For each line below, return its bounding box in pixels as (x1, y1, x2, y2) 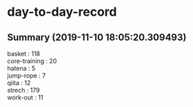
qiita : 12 (7, 79, 31, 86)
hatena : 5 (7, 64, 36, 72)
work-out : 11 (7, 93, 43, 102)
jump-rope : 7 (7, 71, 46, 80)
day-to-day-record (7, 4, 117, 20)
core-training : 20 (7, 57, 57, 65)
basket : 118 (7, 49, 41, 58)
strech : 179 (7, 86, 40, 94)
